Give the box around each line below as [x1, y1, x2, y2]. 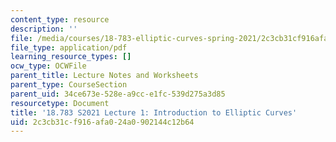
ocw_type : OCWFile [10, 61, 87, 71]
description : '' [10, 24, 78, 34]
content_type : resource [10, 14, 110, 25]
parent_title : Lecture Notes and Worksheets [10, 71, 199, 81]
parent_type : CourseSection [10, 80, 128, 90]
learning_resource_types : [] [10, 52, 132, 62]
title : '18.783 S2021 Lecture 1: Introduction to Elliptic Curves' [10, 107, 298, 118]
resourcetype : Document [10, 98, 110, 108]
